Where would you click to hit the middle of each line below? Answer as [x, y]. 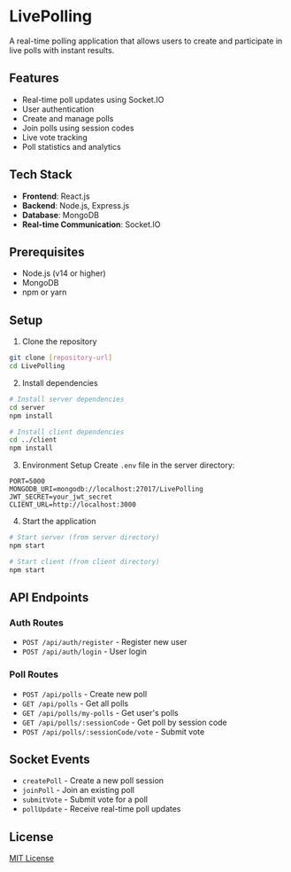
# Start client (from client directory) [85, 562]
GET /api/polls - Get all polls [75, 703]
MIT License [32, 859]
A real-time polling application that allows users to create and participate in [146, 41]
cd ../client [33, 440]
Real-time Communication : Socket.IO [91, 224]
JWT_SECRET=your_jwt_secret [61, 497]
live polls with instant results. [62, 50]
